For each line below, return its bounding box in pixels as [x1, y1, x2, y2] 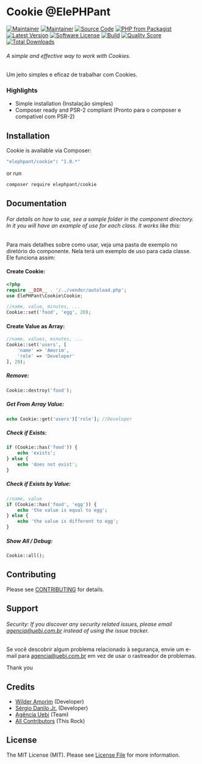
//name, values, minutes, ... [6, 336, 84, 342]
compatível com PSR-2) [15, 113, 75, 120]
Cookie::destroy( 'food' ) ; [6, 387, 72, 394]
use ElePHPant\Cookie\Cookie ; [6, 292, 84, 299]
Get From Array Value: [6, 400, 65, 408]
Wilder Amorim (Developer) [15, 698, 84, 705]
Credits [6, 682, 35, 692]
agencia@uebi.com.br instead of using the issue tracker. [6, 627, 150, 634]
